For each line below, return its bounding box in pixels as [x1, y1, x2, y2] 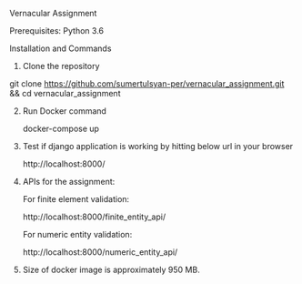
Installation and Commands [9, 43, 112, 54]
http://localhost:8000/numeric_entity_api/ [22, 247, 178, 258]
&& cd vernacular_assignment [9, 88, 121, 98]
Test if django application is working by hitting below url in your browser [22, 141, 294, 151]
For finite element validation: [22, 194, 130, 204]
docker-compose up [22, 123, 100, 134]
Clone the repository [22, 61, 100, 71]
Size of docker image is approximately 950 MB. [22, 264, 200, 275]
